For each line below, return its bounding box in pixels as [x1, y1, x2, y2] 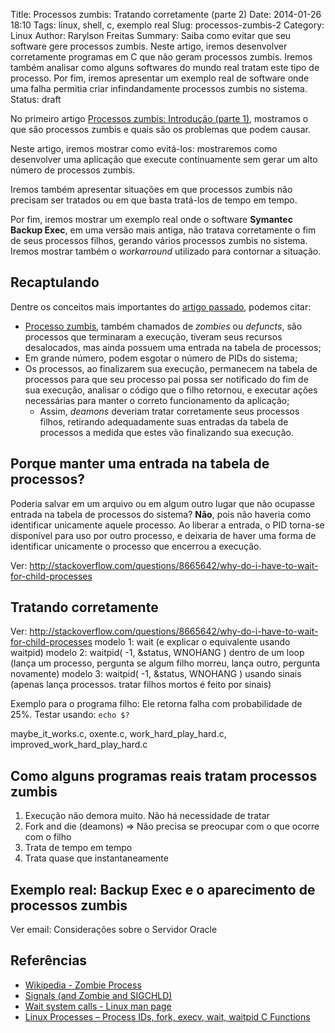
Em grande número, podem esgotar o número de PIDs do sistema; [24, 352, 298, 364]
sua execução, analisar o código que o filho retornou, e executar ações [24, 384, 318, 396]
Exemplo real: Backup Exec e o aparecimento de [10, 881, 316, 898]
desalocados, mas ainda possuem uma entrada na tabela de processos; [24, 341, 322, 353]
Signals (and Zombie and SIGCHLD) [24, 989, 173, 1001]
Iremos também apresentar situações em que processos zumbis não [10, 184, 293, 195]
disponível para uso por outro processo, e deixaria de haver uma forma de [10, 529, 317, 541]
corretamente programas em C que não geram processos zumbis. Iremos [10, 51, 313, 63]
